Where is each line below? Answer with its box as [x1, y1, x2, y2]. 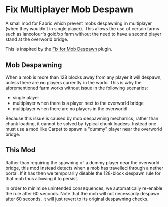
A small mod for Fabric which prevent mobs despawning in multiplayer [5, 20, 152, 26]
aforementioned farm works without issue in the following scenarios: [5, 85, 148, 91]
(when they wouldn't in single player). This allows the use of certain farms [5, 25, 159, 31]
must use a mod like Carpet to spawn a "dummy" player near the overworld [5, 126, 162, 132]
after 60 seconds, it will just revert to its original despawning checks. [5, 196, 149, 202]
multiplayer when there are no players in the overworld [12, 105, 127, 112]
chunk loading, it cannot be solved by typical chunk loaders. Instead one [5, 120, 157, 127]
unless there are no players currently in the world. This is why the [5, 79, 142, 85]
